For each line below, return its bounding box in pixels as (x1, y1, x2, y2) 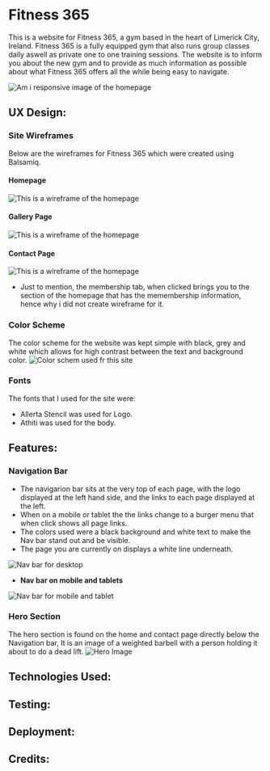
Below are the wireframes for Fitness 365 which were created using (8, 148, 234, 158)
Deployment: (8, 725, 75, 739)
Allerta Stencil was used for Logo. (19, 409, 133, 419)
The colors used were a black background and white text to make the (19, 527, 251, 537)
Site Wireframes (8, 130, 74, 141)
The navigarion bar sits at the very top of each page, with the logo (19, 483, 241, 494)
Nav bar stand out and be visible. (19, 535, 131, 545)
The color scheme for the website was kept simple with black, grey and (8, 338, 247, 348)
